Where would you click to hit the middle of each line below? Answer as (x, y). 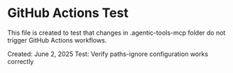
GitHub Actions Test (68, 13)
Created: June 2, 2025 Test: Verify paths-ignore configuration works (108, 54)
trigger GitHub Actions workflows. (57, 40)
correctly (21, 61)
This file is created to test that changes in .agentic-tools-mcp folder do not (116, 33)
